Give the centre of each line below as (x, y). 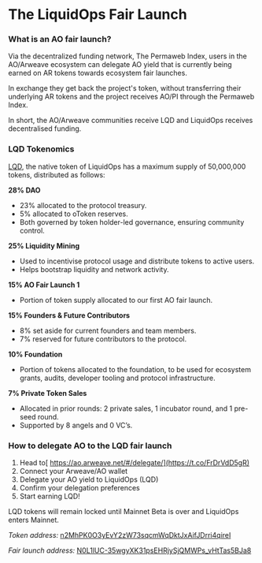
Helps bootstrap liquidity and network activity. (94, 269)
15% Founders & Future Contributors (69, 315)
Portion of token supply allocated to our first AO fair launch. (116, 300)
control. (32, 230)
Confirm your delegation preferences (79, 488)
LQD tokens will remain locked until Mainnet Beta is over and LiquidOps (124, 512)
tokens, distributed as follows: (57, 174)
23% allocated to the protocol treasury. (83, 205)
